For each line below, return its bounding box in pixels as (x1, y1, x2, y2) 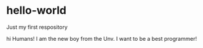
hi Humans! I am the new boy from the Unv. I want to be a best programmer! (6, 35, 197, 42)
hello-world (6, 4, 67, 17)
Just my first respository (6, 23, 68, 31)
